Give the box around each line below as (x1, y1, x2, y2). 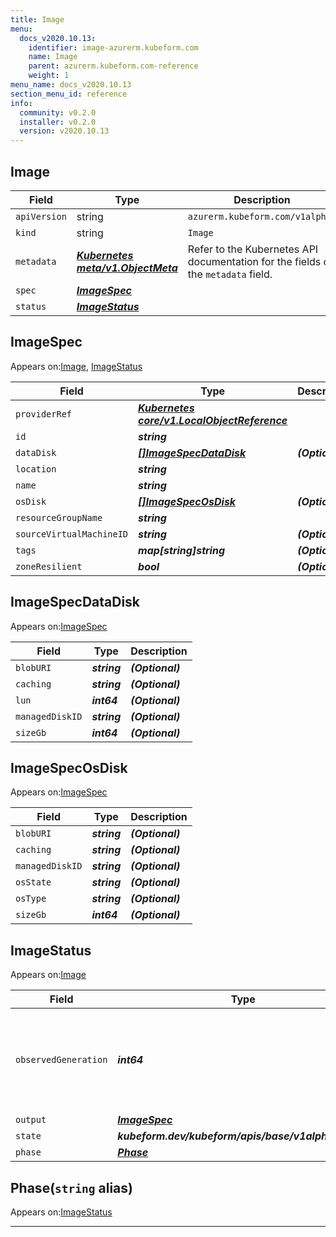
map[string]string (138, 543, 226, 557)
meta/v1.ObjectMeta (76, 261, 178, 275)
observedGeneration (15, 1054, 108, 1066)
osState (15, 877, 52, 888)
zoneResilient (15, 561, 83, 572)
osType (15, 893, 47, 905)
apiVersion (15, 211, 67, 222)
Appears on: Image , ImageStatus (10, 360, 143, 372)
